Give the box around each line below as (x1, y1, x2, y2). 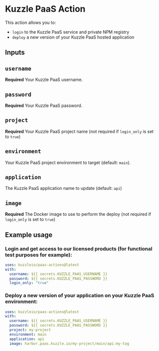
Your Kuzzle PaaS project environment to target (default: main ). (5, 160, 131, 165)
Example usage (5, 230, 53, 239)
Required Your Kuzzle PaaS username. (5, 77, 83, 83)
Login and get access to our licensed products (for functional (5, 245, 153, 252)
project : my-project (9, 328, 51, 332)
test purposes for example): (5, 251, 72, 258)
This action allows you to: (5, 20, 56, 25)
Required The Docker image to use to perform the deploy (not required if (5, 211, 152, 217)
